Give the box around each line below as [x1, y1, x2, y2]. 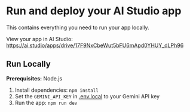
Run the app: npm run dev [14, 99, 78, 106]
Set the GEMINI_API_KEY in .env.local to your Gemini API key [14, 92, 160, 99]
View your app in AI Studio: [6, 35, 73, 42]
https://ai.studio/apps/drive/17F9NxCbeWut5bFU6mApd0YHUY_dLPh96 [6, 42, 184, 49]
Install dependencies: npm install [14, 86, 99, 94]
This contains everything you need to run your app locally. [6, 24, 149, 31]
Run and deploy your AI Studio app [6, 4, 182, 18]
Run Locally [6, 59, 51, 69]
